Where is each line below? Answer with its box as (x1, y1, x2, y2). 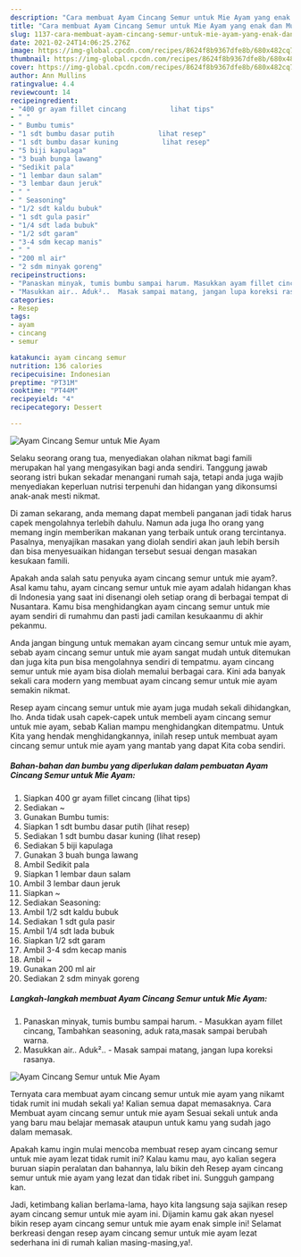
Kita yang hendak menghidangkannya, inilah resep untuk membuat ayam (10, 730, 278, 742)
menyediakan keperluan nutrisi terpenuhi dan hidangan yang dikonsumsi (10, 481, 278, 491)
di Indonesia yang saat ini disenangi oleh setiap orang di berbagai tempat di (10, 591, 288, 602)
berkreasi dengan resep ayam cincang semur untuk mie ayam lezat (10, 1228, 257, 1238)
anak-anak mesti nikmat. (10, 490, 101, 501)
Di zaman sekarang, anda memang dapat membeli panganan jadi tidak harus (10, 507, 292, 518)
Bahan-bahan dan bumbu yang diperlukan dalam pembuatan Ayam (10, 760, 269, 771)
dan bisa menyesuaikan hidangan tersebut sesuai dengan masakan (10, 546, 257, 557)
